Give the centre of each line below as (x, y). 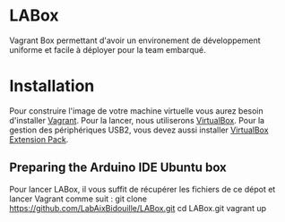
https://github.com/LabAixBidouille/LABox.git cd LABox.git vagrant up (138, 208)
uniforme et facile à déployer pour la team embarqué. (108, 49)
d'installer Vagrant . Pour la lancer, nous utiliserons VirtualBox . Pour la (137, 120)
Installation (52, 86)
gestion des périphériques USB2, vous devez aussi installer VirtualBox (139, 130)
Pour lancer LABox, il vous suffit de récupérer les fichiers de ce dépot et (142, 189)
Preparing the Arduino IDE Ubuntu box (118, 168)
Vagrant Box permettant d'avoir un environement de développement (135, 40)
